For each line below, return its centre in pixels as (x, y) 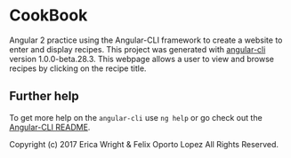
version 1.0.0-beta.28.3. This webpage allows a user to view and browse (141, 59)
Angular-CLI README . (50, 127)
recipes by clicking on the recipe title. (78, 68)
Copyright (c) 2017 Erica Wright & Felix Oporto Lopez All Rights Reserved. (144, 144)
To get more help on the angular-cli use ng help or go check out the (136, 117)
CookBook (48, 16)
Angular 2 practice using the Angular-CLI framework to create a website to (146, 40)
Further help (44, 96)
